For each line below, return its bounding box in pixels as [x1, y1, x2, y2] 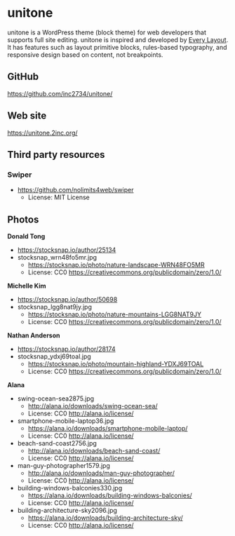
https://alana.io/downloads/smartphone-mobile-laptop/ [27, 424, 188, 433]
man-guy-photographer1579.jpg [17, 462, 111, 470]
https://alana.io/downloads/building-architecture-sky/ [27, 514, 184, 522]
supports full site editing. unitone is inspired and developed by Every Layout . [7, 35, 229, 43]
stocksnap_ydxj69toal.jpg [17, 352, 91, 361]
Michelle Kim [7, 282, 47, 290]
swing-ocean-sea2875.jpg [17, 394, 95, 403]
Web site [7, 110, 47, 122]
